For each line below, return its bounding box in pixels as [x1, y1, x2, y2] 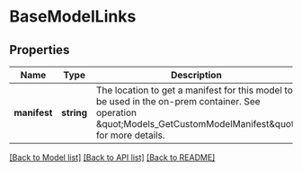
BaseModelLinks [9, 6, 137, 27]
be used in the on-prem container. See [95, 95, 261, 107]
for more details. [95, 129, 165, 141]
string [61, 106, 88, 119]
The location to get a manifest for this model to [95, 84, 294, 96]
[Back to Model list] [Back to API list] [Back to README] [9, 152, 216, 163]
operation [95, 106, 138, 119]
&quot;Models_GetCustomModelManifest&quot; [95, 118, 297, 130]
